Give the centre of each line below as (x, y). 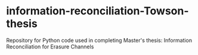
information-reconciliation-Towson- (98, 11)
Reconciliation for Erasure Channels (50, 47)
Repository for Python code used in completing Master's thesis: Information (99, 40)
